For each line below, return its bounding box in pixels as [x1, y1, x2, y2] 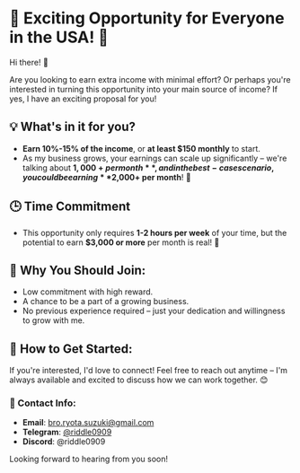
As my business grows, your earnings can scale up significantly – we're [22, 153, 287, 163]
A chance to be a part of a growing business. [22, 296, 190, 307]
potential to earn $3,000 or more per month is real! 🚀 [22, 237, 220, 248]
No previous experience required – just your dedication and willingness [22, 305, 286, 317]
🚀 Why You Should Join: [9, 262, 146, 277]
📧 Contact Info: [9, 397, 76, 409]
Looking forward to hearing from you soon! [9, 453, 169, 465]
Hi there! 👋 [9, 57, 49, 67]
